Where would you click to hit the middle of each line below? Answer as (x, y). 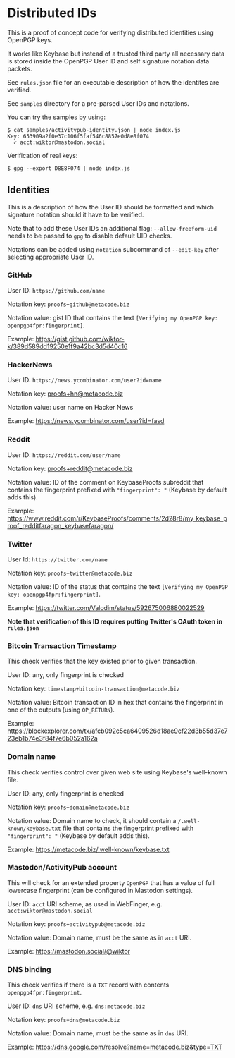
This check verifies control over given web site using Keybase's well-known (117, 772)
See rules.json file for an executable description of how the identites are (113, 82)
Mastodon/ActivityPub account (62, 868)
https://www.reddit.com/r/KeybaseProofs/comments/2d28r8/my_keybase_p (117, 518)
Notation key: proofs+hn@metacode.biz (65, 394)
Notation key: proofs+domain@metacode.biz (69, 807)
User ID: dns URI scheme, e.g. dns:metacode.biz (76, 1006)
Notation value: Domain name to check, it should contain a (92, 820)
